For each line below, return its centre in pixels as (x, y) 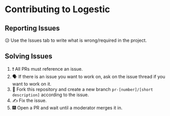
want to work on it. (32, 84)
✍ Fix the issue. (29, 100)
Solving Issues (29, 56)
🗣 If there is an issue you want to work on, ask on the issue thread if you (89, 76)
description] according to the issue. (51, 95)
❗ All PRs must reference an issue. (47, 69)
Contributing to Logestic (58, 9)
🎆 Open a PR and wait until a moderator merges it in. (67, 107)
